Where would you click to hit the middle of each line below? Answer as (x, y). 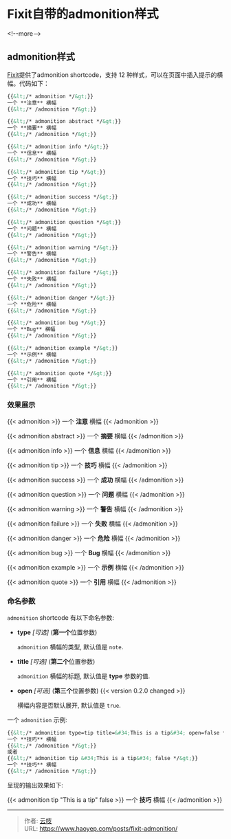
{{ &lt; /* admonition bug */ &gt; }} (57, 323)
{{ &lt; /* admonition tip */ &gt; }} (57, 172)
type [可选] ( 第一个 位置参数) (57, 632)
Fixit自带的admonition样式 (83, 14)
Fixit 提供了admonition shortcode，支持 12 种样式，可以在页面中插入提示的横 (115, 75)
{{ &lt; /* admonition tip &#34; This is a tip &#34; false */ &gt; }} (102, 759)
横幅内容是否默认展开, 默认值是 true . (69, 705)
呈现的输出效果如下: (35, 785)
